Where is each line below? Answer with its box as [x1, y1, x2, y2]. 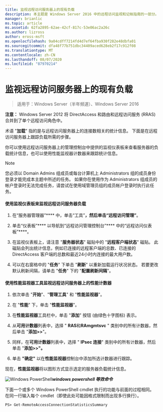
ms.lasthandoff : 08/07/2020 [5, 57, 62, 62]
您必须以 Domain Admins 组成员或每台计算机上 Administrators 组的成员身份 [5, 170, 156, 176]
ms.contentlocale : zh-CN [5, 52, 55, 58]
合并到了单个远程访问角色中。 [5, 118, 65, 123]
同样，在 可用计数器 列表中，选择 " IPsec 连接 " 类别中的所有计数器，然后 [12, 339, 156, 345]
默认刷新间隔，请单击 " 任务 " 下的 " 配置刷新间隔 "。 [12, 268, 113, 274]
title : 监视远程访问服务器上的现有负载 [5, 7, 75, 12]
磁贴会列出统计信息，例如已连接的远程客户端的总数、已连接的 [12, 245, 136, 251]
